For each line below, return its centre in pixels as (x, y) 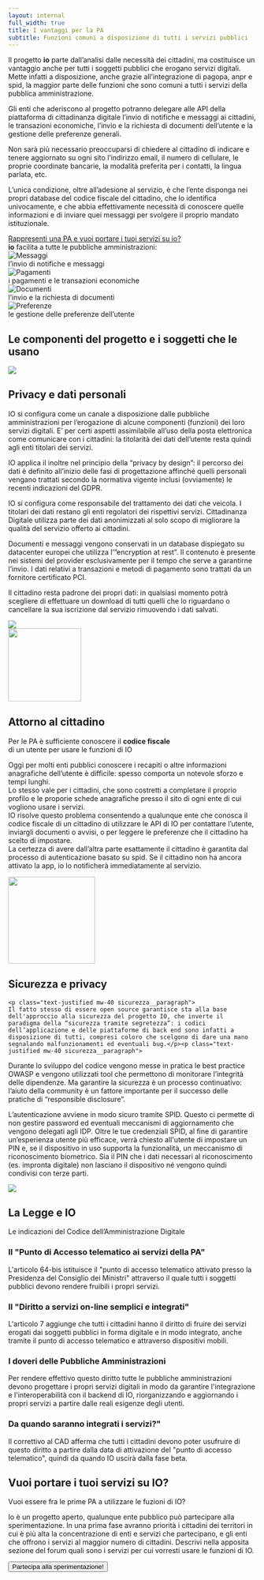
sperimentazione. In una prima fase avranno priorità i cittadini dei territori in (131, 1525)
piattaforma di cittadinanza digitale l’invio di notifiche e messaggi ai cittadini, (132, 117)
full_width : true (37, 23)
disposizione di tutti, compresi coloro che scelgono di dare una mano (128, 1037)
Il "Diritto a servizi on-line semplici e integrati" (99, 1307)
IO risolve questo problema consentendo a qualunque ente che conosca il (128, 815)
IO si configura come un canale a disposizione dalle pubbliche (109, 414)
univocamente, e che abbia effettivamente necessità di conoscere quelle (126, 207)
